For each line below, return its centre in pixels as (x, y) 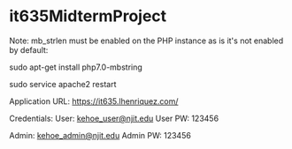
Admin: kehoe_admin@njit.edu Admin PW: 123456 (100, 135)
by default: (29, 49)
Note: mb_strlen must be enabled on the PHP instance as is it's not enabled (146, 41)
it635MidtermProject (88, 16)
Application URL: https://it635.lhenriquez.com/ (94, 101)
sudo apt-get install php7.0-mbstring (76, 67)
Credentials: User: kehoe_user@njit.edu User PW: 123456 (114, 118)
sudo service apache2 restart (63, 84)
